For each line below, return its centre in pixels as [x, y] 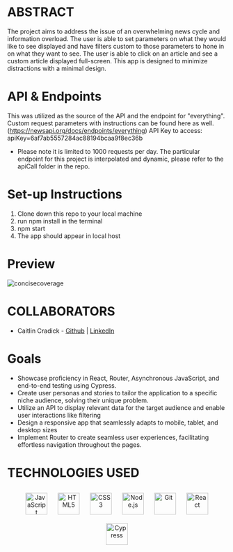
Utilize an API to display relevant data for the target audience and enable [121, 407]
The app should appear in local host [69, 236]
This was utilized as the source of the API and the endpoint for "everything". [116, 116]
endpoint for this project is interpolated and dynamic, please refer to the [120, 159]
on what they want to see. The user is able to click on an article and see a [112, 54]
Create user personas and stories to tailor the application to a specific [117, 393]
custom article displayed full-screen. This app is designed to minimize [107, 61]
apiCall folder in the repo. [54, 166]
